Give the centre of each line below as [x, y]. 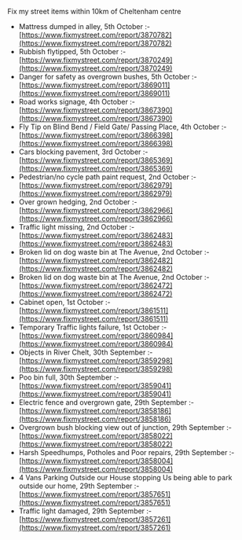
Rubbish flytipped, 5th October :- [72, 51]
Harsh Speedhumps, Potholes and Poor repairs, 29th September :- [126, 452]
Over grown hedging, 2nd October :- [78, 202]
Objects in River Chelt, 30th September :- [86, 352]
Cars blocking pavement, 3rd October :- [83, 152]
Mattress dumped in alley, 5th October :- [84, 26]
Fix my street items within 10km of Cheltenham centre [94, 11]
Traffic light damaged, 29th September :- [85, 511]
